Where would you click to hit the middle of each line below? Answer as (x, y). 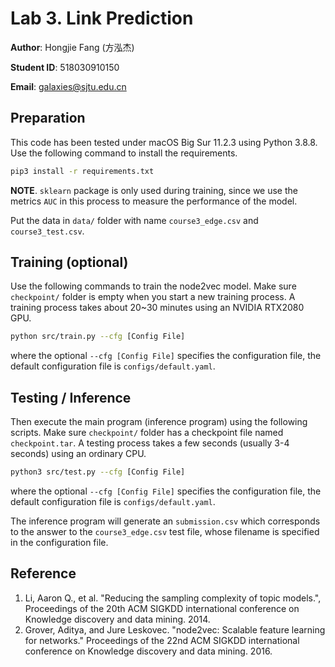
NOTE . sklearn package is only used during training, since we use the (154, 190)
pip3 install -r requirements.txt (82, 171)
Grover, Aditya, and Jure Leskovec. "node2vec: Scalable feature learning (175, 629)
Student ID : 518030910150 (65, 67)
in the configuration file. (59, 542)
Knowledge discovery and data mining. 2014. (117, 619)
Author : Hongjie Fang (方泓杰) (72, 47)
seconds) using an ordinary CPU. (78, 454)
